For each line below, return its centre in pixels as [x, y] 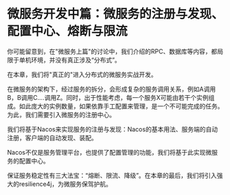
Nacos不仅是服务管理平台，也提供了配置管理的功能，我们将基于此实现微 [110, 152]
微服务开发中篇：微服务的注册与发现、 [116, 14]
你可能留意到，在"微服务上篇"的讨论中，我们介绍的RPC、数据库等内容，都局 [115, 51]
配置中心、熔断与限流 [68, 31]
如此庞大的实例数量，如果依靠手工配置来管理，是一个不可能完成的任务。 [121, 106]
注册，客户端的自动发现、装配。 [52, 138]
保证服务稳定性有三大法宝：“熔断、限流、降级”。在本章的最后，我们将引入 [112, 175]
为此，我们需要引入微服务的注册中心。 [61, 114]
